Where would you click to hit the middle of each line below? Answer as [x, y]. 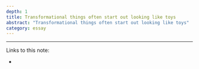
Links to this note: [28, 50]
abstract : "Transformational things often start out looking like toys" [98, 22]
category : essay [26, 28]
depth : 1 [17, 11]
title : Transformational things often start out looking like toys [91, 17]
